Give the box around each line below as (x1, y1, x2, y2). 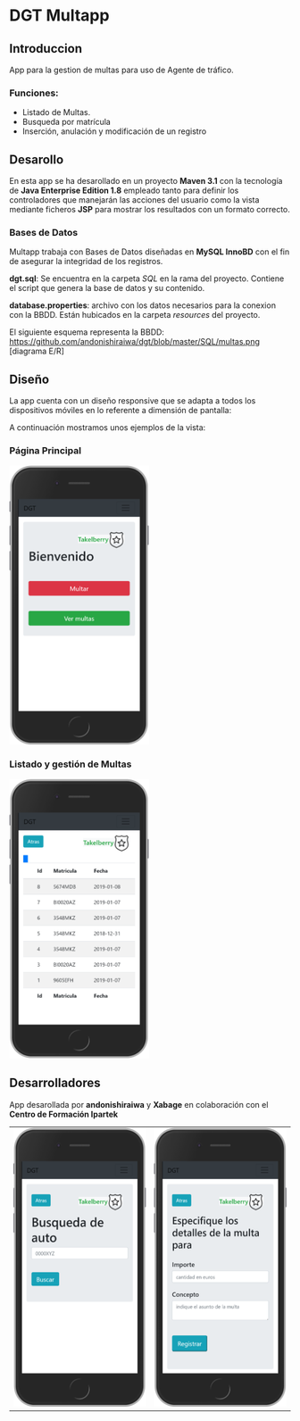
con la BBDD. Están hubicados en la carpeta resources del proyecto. (9, 310, 261, 320)
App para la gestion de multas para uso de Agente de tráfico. (9, 64, 234, 75)
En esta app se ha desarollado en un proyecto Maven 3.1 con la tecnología (9, 176, 283, 187)
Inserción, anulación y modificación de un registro (21, 126, 207, 137)
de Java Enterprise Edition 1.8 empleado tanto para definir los (9, 185, 239, 196)
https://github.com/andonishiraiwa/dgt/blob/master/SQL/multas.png (9, 337, 261, 347)
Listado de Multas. (21, 107, 91, 118)
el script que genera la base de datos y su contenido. (9, 283, 205, 294)
